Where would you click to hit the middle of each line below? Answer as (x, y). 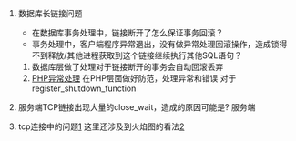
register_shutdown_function (84, 88)
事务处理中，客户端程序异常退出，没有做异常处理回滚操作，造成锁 (155, 44)
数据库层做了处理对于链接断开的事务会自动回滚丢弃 (128, 67)
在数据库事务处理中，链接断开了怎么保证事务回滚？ (128, 33)
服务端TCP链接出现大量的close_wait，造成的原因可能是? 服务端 (137, 107)
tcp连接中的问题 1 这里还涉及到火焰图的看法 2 (101, 126)
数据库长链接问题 (50, 13)
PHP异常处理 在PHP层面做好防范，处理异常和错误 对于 (134, 78)
